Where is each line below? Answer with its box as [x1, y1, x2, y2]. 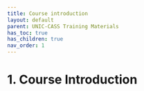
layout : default [7, 17, 54, 23]
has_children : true [7, 36, 64, 43]
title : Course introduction [7, 10, 89, 17]
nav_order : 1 [7, 42, 45, 49]
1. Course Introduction [7, 72, 138, 88]
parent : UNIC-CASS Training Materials [7, 23, 119, 30]
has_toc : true [7, 29, 48, 37]
